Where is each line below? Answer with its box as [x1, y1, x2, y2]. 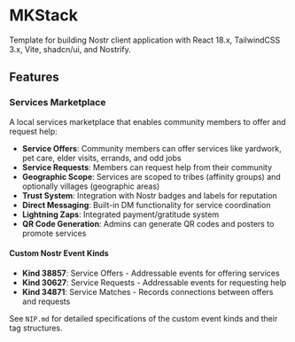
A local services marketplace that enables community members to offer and [9, 116, 286, 127]
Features [9, 70, 59, 85]
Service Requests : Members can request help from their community [21, 161, 273, 173]
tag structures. [9, 323, 64, 333]
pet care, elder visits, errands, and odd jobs [21, 152, 182, 163]
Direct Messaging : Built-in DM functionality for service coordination [21, 199, 271, 210]
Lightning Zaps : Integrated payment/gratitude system [21, 209, 220, 220]
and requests [21, 296, 71, 307]
